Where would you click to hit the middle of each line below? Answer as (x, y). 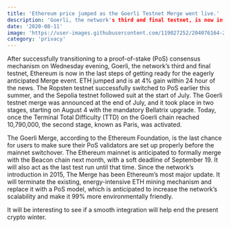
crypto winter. (27, 217)
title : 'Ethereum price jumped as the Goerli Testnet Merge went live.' (113, 13)
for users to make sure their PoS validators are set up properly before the (111, 145)
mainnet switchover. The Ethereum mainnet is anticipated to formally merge (114, 153)
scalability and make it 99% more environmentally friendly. (90, 196)
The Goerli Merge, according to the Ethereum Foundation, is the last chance (114, 138)
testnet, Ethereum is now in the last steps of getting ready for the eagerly (111, 74)
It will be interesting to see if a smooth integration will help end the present (113, 210)
